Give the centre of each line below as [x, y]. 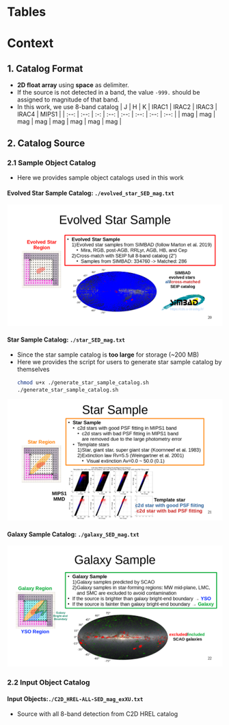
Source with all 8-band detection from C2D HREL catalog [97, 714]
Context [30, 44]
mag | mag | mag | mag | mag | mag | [69, 121]
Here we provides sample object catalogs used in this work [100, 177]
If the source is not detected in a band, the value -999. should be [108, 93]
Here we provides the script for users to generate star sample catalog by [119, 362]
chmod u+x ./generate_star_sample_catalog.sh [83, 383]
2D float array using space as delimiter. [73, 85]
